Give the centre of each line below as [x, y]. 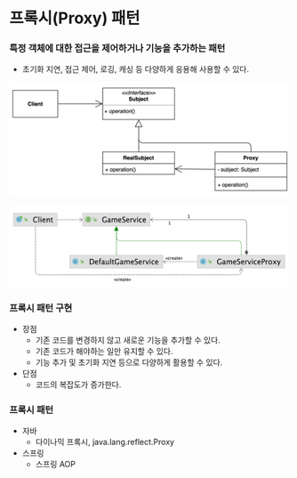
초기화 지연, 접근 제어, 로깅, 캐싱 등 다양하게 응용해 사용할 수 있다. [136, 69]
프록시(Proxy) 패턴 [75, 18]
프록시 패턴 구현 [41, 308]
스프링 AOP [55, 465]
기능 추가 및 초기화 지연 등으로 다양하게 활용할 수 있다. [129, 362]
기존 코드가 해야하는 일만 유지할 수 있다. [104, 351]
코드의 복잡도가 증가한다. [78, 385]
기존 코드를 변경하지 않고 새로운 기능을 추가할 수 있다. [128, 340]
